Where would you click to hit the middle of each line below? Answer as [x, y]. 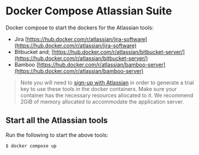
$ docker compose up [31, 146]
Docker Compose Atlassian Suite [89, 11]
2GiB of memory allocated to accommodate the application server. [102, 101]
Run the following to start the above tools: [57, 135]
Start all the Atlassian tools [57, 121]
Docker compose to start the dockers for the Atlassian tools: [79, 28]
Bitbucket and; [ [34, 51]
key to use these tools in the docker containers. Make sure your [99, 89]
